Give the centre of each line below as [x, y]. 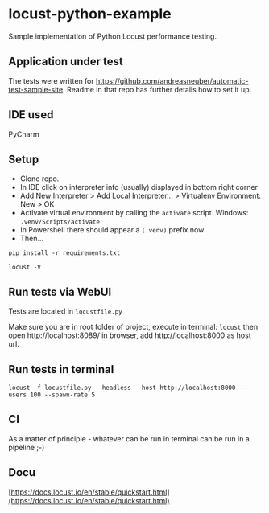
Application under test [66, 62]
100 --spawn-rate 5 [62, 395]
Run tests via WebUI [60, 291]
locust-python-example [90, 14]
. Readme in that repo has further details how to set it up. [157, 89]
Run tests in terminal [61, 369]
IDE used [31, 115]
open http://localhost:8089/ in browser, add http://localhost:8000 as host [130, 335]
